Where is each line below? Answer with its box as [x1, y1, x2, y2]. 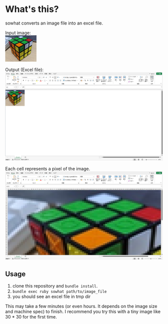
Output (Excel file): [5, 66, 44, 72]
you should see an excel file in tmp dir [12, 293, 91, 299]
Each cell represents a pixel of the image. [5, 165, 90, 171]
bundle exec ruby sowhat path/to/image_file [12, 289, 107, 294]
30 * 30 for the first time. [5, 314, 57, 320]
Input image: [5, 29, 31, 35]
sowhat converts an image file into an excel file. [5, 20, 103, 26]
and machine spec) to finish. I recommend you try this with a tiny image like [5, 308, 161, 314]
